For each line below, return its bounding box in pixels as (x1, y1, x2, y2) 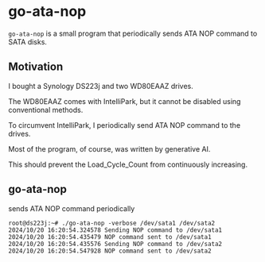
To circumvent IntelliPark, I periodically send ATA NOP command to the (8, 120, 241, 129)
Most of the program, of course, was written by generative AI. (8, 144, 211, 153)
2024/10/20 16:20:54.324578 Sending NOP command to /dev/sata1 (8, 225, 223, 234)
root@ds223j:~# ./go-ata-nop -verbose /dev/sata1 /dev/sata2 (8, 219, 216, 227)
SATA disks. (8, 37, 48, 46)
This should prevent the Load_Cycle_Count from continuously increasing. (8, 160, 248, 169)
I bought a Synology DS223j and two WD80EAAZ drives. (8, 81, 193, 91)
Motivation (8, 60, 64, 74)
